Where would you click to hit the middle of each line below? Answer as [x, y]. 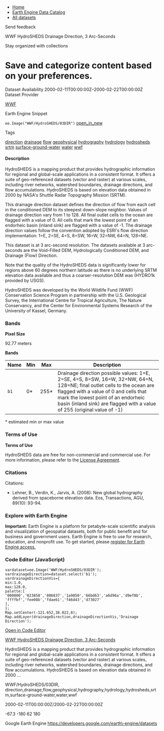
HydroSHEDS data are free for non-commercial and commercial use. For [78, 455]
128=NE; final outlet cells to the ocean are [106, 385]
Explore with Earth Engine [36, 516]
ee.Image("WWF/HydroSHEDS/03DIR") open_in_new [54, 123]
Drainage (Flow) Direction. [31, 255]
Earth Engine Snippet [26, 113]
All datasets [24, 17]
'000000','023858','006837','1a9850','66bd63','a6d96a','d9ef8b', [74, 595]
